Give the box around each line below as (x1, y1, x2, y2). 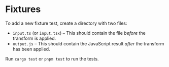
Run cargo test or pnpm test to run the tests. (5, 55, 99, 61)
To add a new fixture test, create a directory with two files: (5, 20, 127, 26)
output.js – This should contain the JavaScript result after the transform (12, 40, 164, 46)
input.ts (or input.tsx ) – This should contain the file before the (12, 30, 146, 36)
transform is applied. (12, 35, 56, 41)
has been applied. (12, 46, 50, 52)
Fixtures (5, 4, 41, 15)
